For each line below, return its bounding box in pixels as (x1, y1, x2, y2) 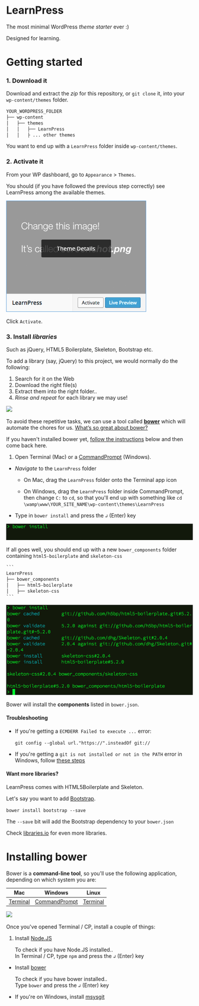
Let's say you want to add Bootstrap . (6, 795, 96, 802)
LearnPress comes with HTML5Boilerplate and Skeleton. (6, 784, 144, 791)
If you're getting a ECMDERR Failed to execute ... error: (14, 727, 152, 734)
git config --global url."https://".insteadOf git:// (14, 740, 150, 746)
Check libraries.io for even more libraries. (6, 829, 107, 836)
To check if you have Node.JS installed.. (14, 946, 114, 953)
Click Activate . (6, 318, 43, 325)
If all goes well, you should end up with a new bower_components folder (6, 546, 177, 553)
